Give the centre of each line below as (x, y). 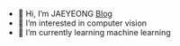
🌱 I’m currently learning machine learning (94, 32)
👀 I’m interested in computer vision (82, 23)
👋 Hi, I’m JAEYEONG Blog (65, 14)
